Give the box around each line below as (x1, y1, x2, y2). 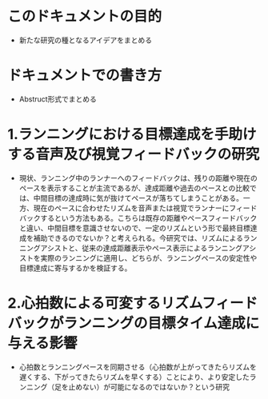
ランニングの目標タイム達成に (63, 314, 260, 332)
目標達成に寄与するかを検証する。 (18, 263, 132, 273)
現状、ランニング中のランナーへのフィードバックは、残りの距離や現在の (18, 173, 258, 182)
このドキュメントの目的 (7, 7, 162, 26)
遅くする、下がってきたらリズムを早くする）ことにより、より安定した (18, 372, 250, 381)
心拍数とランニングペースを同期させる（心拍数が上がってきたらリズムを (18, 361, 257, 372)
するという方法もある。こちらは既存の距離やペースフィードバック (40, 213, 258, 222)
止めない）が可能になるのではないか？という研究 (68, 381, 230, 392)
